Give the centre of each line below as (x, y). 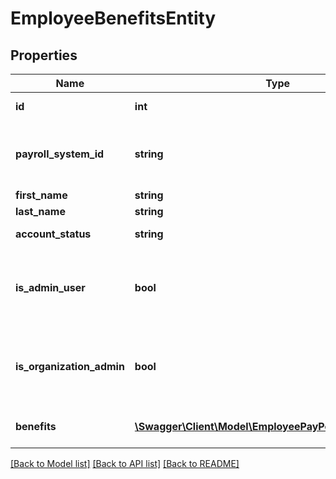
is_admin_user (50, 287)
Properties (44, 55)
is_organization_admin (70, 366)
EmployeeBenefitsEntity (113, 18)
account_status (53, 234)
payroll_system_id (60, 154)
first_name (41, 195)
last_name (40, 211)
